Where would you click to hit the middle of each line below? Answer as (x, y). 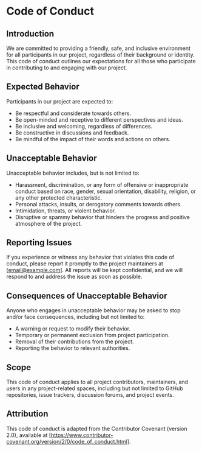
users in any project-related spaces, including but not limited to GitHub (95, 388)
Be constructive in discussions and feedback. (72, 133)
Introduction (30, 34)
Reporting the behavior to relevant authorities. (72, 348)
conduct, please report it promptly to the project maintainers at (85, 264)
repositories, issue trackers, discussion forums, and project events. (90, 395)
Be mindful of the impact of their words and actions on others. (93, 139)
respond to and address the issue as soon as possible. (74, 277)
